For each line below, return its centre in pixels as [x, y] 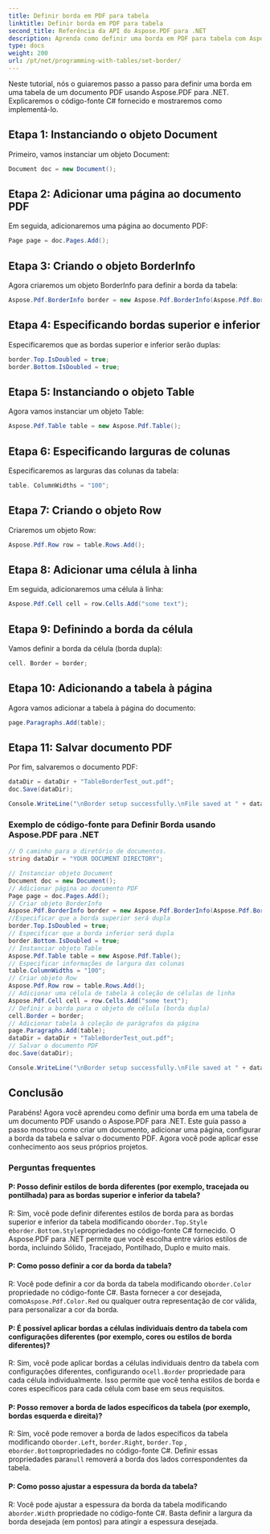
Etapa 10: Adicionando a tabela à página [110, 689]
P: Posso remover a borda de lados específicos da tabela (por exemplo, [129, 1407]
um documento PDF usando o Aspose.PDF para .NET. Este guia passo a [127, 1120]
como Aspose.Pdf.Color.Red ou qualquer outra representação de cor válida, [133, 1301]
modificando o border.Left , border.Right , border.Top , [98, 1442]
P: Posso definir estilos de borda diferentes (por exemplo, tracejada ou [129, 1187]
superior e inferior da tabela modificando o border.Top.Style [108, 1221]
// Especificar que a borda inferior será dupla [91, 933]
